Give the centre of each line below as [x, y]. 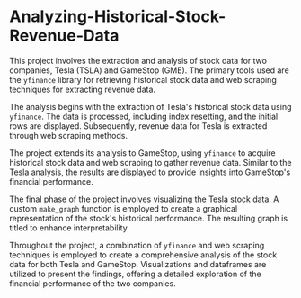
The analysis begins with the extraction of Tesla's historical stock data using [150, 106]
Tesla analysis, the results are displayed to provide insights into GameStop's [150, 172]
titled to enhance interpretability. [70, 228]
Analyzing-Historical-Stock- [118, 17]
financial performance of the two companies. [93, 283]
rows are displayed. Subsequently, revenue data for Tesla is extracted [138, 126]
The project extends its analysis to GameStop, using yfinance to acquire [142, 153]
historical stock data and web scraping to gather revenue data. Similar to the [150, 162]
